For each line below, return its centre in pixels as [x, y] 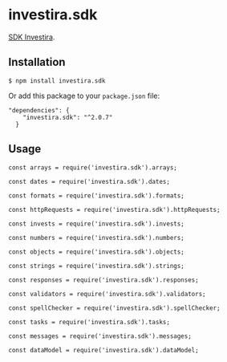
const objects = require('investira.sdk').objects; [96, 252]
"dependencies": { [39, 110]
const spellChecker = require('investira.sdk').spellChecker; [114, 308]
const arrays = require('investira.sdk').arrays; [93, 167]
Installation [37, 62]
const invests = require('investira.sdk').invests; [96, 224]
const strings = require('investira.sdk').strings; [96, 266]
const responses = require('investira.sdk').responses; [103, 280]
